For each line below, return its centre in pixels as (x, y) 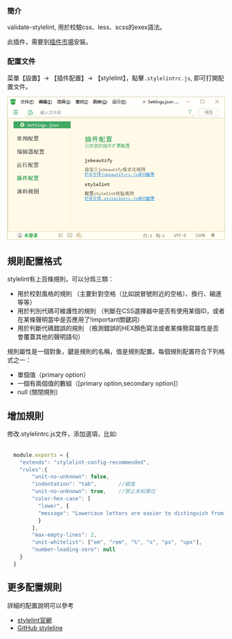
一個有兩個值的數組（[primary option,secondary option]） (99, 384)
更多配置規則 (35, 588)
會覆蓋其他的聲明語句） (50, 337)
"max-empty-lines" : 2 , (65, 535)
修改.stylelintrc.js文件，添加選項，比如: (62, 433)
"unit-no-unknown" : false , (71, 477)
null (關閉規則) (38, 392)
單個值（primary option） (53, 375)
